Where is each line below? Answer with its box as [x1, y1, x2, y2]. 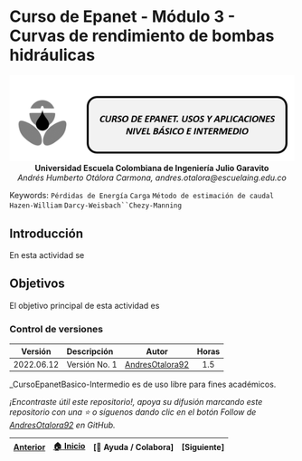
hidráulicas [9, 45, 96, 65]
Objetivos [9, 276, 65, 292]
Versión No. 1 [66, 359, 118, 370]
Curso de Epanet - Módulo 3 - [9, 6, 236, 27]
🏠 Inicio [52, 440, 86, 451]
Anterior [13, 442, 46, 453]
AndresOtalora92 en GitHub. [9, 419, 116, 431]
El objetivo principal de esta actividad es [9, 300, 160, 311]
